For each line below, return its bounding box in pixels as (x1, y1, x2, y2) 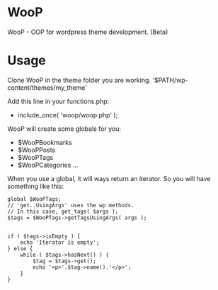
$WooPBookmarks (17, 138, 72, 146)
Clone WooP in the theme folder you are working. (7, 76, 151, 84)
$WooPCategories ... (17, 161, 79, 169)
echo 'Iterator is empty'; (20, 238, 100, 246)
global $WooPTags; (7, 195, 62, 202)
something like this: (7, 182, 64, 190)
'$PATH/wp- (151, 76, 189, 84)
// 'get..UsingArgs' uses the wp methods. (7, 202, 134, 209)
